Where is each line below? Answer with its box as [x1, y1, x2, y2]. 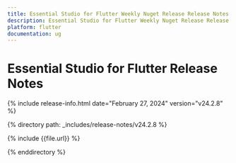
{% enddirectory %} [7, 148, 66, 157]
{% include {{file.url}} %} [7, 134, 81, 142]
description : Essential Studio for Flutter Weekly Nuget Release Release [7, 17, 230, 24]
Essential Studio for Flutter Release [7, 61, 218, 77]
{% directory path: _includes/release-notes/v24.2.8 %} [7, 120, 167, 129]
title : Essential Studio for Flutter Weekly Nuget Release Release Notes [7, 10, 230, 18]
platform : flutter [7, 23, 61, 30]
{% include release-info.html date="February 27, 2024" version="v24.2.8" [7, 99, 224, 108]
